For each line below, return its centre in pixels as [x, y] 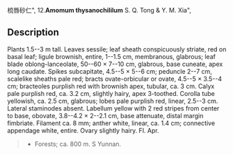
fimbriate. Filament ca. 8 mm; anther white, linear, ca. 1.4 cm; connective [111, 123]
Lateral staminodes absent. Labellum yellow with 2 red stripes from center [113, 108]
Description [33, 32]
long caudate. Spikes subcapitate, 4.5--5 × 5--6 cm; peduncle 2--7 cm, [110, 71]
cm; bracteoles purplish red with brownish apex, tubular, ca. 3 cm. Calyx [111, 86]
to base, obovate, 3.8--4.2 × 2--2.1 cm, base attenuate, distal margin [105, 115]
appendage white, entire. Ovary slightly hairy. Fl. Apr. [83, 130]
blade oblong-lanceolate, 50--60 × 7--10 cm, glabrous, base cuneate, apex [115, 64]
